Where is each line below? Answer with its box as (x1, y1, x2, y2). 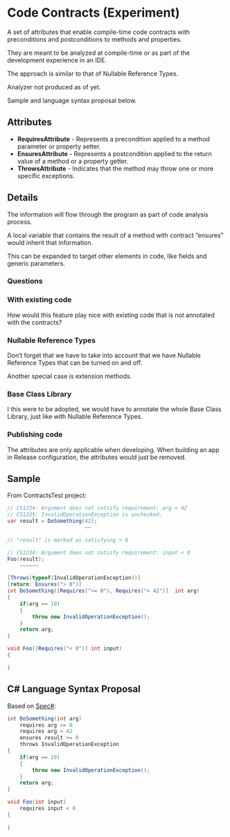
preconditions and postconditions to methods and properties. (7, 35, 182, 43)
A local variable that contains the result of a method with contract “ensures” (7, 231, 224, 239)
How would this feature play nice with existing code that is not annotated (7, 311, 215, 319)
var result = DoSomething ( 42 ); (7, 518, 98, 525)
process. (7, 217, 33, 226)
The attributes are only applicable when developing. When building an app (7, 445, 220, 454)
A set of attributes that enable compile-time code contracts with (7, 28, 191, 36)
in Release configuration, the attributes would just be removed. (7, 453, 186, 461)
